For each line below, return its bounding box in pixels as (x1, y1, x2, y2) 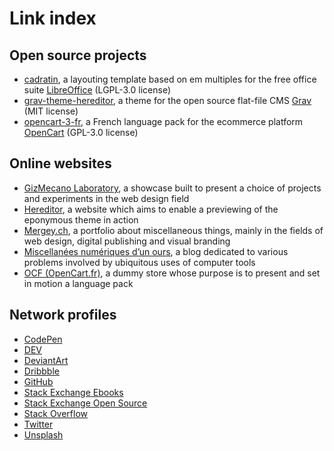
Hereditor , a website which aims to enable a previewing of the (23, 203, 279, 215)
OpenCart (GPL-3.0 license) (23, 127, 139, 138)
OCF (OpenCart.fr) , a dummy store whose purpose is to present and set (23, 267, 321, 279)
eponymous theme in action (23, 213, 139, 226)
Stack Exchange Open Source (23, 397, 148, 409)
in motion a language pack (23, 277, 134, 289)
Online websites (9, 155, 112, 172)
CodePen (23, 333, 63, 345)
